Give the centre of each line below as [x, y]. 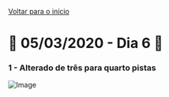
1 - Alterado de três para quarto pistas [82, 68]
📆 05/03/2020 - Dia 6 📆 [86, 43]
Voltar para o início [39, 11]
